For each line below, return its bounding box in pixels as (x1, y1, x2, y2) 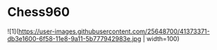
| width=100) (142, 34, 180, 42)
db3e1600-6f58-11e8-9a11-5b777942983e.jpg (7, 34, 142, 42)
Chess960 (7, 4, 70, 20)
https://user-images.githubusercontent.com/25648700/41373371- (18, 27, 210, 35)
